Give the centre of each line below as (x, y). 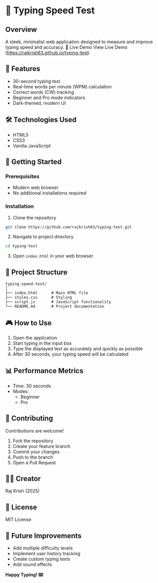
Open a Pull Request (34, 462)
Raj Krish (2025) (23, 491)
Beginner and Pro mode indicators (49, 98)
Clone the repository (34, 217)
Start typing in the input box (42, 343)
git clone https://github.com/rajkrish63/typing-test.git (68, 227)
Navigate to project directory (43, 237)
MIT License (18, 520)
